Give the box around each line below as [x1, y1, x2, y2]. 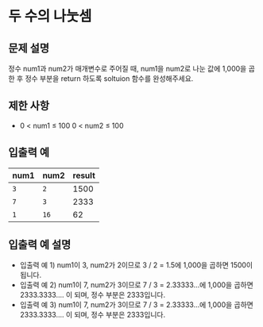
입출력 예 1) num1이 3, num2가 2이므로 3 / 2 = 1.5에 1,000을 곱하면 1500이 [19, 260, 253, 270]
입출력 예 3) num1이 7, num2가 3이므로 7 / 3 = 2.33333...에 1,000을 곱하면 [19, 300, 254, 310]
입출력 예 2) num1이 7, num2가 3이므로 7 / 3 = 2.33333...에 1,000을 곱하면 [19, 280, 254, 290]
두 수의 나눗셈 [8, 7, 92, 25]
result [72, 170, 95, 181]
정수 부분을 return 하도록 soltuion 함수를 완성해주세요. [25, 74, 194, 83]
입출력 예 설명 [8, 238, 72, 252]
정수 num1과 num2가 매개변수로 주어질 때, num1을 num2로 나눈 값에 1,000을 [8, 64, 247, 73]
